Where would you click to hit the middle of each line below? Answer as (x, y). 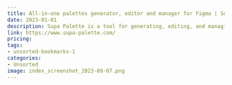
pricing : (20, 39)
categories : (24, 58)
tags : (15, 45)
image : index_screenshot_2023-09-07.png (66, 71)
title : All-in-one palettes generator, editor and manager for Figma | (112, 13)
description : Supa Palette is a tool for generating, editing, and (106, 26)
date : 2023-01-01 (32, 20)
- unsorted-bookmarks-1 (41, 52)
